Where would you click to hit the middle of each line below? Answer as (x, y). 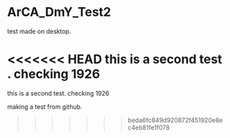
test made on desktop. (39, 31)
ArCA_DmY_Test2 (59, 12)
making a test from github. (45, 106)
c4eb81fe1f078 (149, 127)
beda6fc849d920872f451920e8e (175, 120)
